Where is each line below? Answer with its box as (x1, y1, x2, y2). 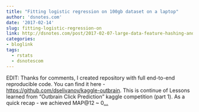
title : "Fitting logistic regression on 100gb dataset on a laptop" (6, 8, 179, 15)
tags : (6, 47, 20, 53)
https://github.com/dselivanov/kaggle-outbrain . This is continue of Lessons (6, 87, 190, 94)
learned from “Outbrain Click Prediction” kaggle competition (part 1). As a (6, 93, 185, 100)
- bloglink (6, 42, 33, 48)
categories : (6, 36, 36, 42)
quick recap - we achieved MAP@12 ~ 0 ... (6, 99, 108, 106)
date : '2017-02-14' (6, 19, 54, 25)
